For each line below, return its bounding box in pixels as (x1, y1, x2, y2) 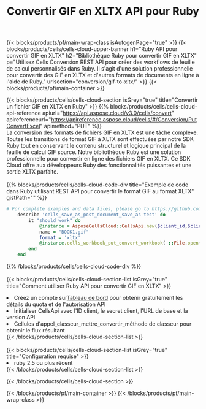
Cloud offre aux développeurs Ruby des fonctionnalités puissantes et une (6, 161, 192, 169)
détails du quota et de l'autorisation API (6, 300, 106, 308)
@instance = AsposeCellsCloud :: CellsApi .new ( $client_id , (39, 223, 188, 229)
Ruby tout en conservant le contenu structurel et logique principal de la (6, 142, 186, 150)
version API (6, 314, 36, 321)
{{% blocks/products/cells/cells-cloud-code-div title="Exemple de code (6, 181, 189, 188)
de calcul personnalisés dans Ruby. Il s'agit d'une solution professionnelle (6, 65, 193, 72)
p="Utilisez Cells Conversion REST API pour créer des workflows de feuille (6, 58, 195, 66)
